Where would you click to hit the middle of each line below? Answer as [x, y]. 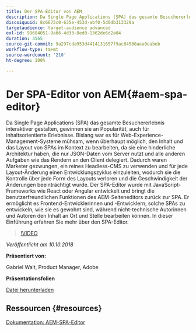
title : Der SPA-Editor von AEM [44, 11]
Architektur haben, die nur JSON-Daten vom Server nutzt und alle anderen [96, 154]
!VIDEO [29, 234]
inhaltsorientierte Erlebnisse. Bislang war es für [63, 135]
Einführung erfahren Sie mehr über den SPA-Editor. [68, 222]
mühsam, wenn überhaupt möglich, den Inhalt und [123, 141]
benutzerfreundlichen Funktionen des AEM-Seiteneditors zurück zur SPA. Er [98, 197]
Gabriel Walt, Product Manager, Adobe [52, 267]
